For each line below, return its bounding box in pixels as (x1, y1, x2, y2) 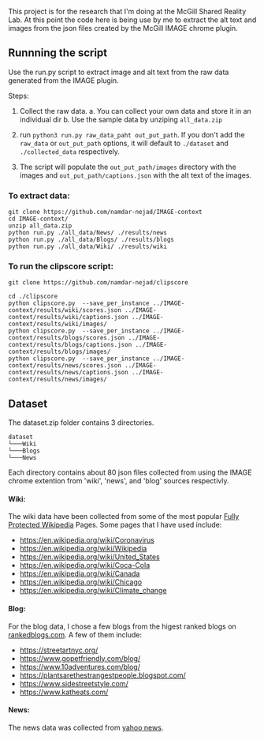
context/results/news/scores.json (8, 362, 122, 370)
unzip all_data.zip (8, 222, 73, 230)
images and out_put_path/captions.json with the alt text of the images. (19, 170, 252, 180)
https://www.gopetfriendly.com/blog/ (19, 653, 141, 663)
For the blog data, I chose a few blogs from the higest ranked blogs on (8, 622, 236, 631)
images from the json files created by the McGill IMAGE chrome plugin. (8, 24, 238, 32)
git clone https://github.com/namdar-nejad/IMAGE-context (8, 208, 203, 216)
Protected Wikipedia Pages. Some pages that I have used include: (8, 520, 222, 530)
